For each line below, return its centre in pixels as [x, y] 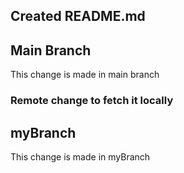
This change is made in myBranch [80, 156]
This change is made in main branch [85, 75]
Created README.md [78, 16]
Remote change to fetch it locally [92, 101]
